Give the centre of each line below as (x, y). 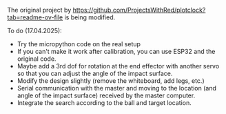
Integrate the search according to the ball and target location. (104, 103)
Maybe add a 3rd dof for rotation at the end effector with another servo (118, 66)
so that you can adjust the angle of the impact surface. (95, 73)
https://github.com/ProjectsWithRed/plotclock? (139, 10)
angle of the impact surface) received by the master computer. (106, 95)
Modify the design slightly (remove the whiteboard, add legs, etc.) (111, 81)
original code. (37, 59)
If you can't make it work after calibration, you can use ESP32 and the (116, 51)
